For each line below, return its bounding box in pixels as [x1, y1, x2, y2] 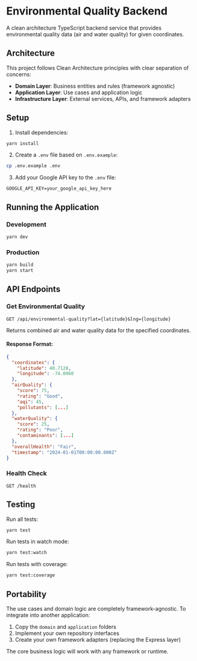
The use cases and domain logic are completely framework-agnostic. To [6, 605, 186, 612]
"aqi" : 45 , [17, 399, 45, 405]
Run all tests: [6, 515, 38, 523]
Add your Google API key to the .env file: [14, 174, 116, 181]
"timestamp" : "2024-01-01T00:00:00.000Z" [11, 449, 117, 456]
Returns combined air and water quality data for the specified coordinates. [6, 326, 191, 334]
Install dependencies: [14, 129, 69, 136]
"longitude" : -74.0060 [17, 370, 74, 377]
